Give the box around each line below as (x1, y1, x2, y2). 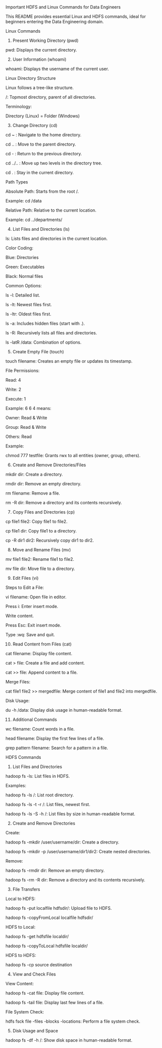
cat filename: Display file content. (5, 651, 72, 656)
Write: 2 (5, 386, 21, 392)
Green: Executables (5, 264, 45, 270)
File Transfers (12, 886, 40, 892)
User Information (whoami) (12, 56, 67, 62)
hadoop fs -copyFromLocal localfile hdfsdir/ (5, 915, 94, 920)
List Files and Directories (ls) (12, 226, 70, 232)
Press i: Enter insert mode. (5, 604, 59, 609)
